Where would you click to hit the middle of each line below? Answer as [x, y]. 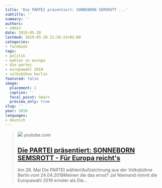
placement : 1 [23, 88]
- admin [13, 28]
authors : [14, 23]
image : [12, 83]
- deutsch [15, 120]
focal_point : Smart [30, 97]
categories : [17, 42]
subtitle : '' [19, 14]
